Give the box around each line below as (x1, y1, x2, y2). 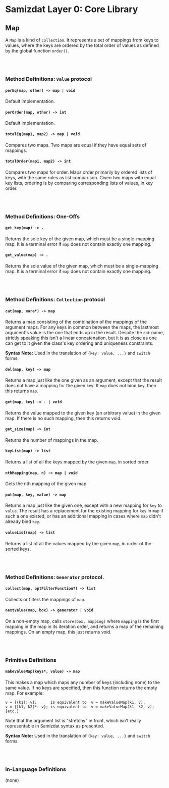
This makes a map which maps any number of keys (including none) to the (5, 679, 160, 686)
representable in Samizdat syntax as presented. (5, 723, 104, 729)
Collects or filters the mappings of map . (5, 596, 86, 602)
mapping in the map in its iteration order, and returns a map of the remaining (5, 623, 164, 629)
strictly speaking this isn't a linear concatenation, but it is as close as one (5, 335, 157, 341)
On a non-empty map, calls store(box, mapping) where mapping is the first (5, 618, 159, 624)
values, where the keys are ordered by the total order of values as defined (5, 42, 159, 48)
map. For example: (5, 690, 44, 696)
